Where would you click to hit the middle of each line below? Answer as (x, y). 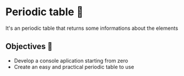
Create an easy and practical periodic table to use (74, 67)
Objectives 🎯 (29, 46)
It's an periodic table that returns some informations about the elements (92, 28)
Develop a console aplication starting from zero (71, 60)
